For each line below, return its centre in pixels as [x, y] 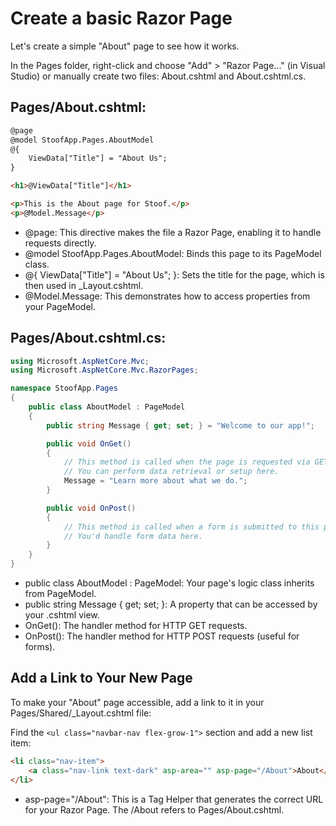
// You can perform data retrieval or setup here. [171, 472]
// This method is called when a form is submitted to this [191, 527]
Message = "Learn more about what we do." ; [155, 481]
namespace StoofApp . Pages [64, 388]
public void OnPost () [91, 508]
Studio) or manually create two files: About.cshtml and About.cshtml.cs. [158, 76]
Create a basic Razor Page [121, 18]
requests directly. [60, 243]
